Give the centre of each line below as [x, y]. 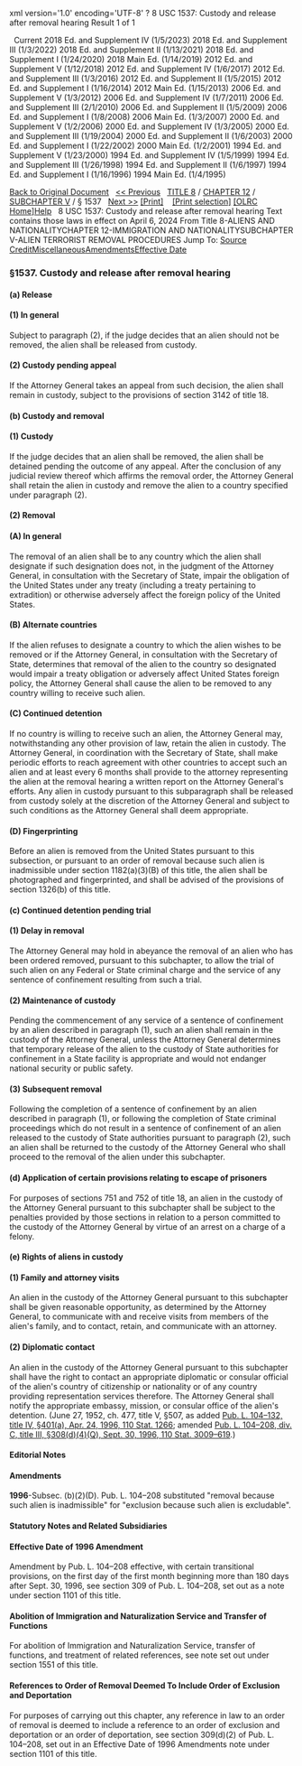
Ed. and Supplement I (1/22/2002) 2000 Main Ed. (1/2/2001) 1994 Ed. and [146, 145]
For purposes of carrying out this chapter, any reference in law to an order [147, 1715]
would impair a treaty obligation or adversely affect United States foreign [144, 674]
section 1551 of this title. [54, 1665]
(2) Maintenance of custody [63, 1000]
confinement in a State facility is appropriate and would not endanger [138, 1059]
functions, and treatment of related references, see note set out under [139, 1655]
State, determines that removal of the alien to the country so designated [143, 664]
